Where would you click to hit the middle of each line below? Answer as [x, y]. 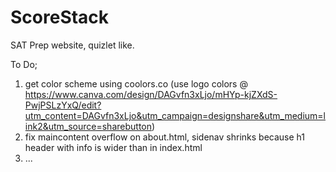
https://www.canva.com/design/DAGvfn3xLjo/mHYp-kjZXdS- [151, 94]
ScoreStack [60, 17]
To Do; [24, 64]
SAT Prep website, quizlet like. [72, 45]
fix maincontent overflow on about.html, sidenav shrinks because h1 [164, 137]
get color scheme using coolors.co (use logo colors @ [136, 83]
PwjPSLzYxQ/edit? [63, 105]
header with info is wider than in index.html [113, 147]
